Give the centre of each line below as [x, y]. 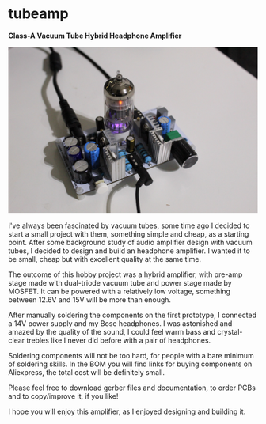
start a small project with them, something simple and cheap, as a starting [129, 233]
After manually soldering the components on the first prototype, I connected [133, 315]
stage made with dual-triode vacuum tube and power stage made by [120, 282]
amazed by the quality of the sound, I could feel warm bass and [112, 331]
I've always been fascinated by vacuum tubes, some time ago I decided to [129, 225]
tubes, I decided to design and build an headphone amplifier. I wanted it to [129, 251]
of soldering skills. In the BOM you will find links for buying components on [130, 364]
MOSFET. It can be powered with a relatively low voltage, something [120, 291]
